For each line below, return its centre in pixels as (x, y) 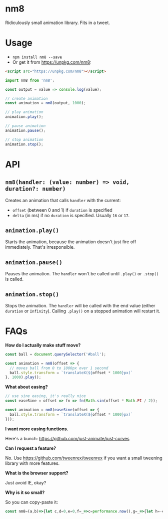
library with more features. (32, 463)
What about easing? (27, 387)
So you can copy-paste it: (32, 502)
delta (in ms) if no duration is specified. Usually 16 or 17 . (71, 215)
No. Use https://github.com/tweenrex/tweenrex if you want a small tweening (84, 458)
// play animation (24, 112)
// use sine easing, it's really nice (45, 396)
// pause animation (25, 126)
